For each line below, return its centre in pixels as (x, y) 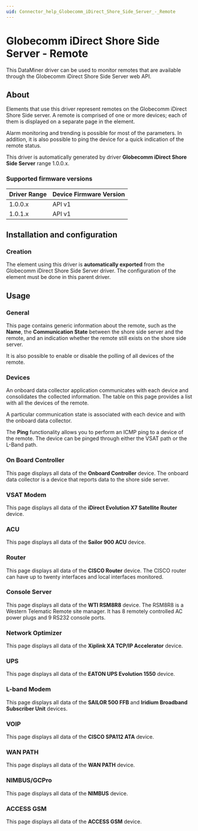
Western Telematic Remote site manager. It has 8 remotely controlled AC (95, 611)
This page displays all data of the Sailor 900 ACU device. (76, 542)
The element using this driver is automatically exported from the (85, 265)
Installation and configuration (62, 235)
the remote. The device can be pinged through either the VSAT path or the (97, 438)
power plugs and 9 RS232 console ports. (56, 617)
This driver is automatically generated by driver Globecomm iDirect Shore (97, 157)
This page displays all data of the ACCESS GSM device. (74, 822)
